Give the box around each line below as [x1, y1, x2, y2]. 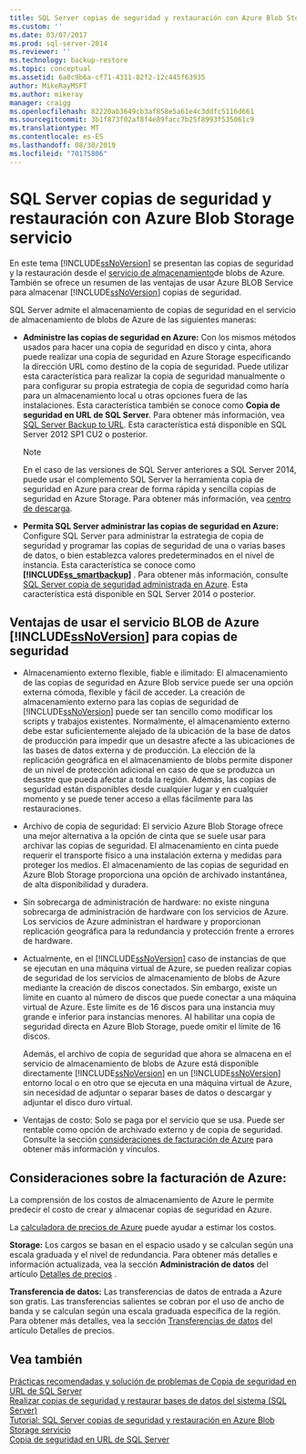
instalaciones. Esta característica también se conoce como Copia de [22, 399, 280, 411]
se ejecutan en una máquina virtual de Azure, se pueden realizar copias [22, 963, 292, 974]
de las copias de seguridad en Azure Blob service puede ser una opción [22, 677, 294, 688]
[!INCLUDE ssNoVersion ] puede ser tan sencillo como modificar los [22, 706, 273, 717]
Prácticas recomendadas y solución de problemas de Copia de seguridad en [9, 1376, 297, 1386]
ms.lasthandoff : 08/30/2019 [9, 141, 117, 150]
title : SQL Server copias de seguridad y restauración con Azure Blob [9, 13, 283, 23]
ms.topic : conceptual [9, 65, 92, 74]
